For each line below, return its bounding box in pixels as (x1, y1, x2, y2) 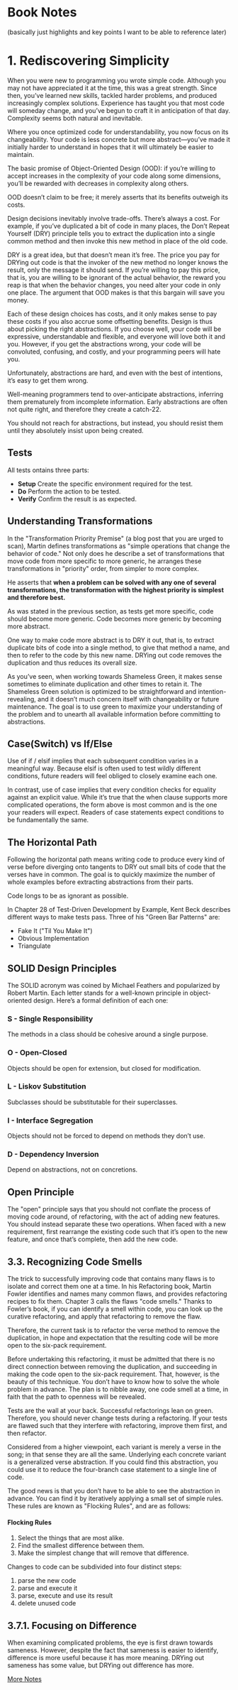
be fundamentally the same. (7, 816, 89, 824)
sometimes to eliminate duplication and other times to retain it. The (7, 680, 203, 688)
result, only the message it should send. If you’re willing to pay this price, (7, 266, 220, 274)
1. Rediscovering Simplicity (7, 53, 170, 69)
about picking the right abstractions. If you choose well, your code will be (7, 325, 222, 333)
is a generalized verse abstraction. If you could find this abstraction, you (7, 1458, 218, 1466)
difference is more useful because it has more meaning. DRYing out (7, 1654, 205, 1662)
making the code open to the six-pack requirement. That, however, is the (7, 1370, 220, 1378)
